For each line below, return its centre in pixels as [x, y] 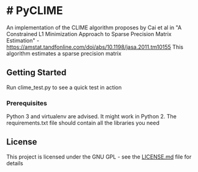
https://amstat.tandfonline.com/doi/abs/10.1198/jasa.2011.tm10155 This [95, 47]
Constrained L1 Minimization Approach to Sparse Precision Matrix [89, 34]
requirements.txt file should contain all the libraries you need [83, 123]
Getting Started [36, 73]
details [15, 163]
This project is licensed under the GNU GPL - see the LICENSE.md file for [99, 157]
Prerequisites [27, 103]
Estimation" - [23, 40]
